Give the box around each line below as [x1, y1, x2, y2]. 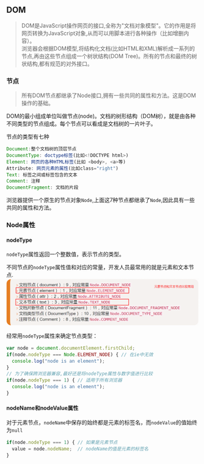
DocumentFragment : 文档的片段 [6, 184, 79, 191]
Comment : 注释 [6, 178, 41, 184]
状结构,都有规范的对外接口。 [21, 60, 93, 67]
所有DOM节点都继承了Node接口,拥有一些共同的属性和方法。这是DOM [21, 92, 197, 100]
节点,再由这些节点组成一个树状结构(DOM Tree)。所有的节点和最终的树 [21, 52, 197, 60]
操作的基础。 [21, 100, 54, 107]
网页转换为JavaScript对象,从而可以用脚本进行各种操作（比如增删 [21, 29, 184, 37]
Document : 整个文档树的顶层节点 [6, 146, 77, 152]
